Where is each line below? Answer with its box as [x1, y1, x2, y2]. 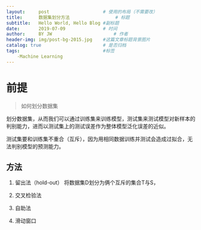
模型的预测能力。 [22, 142, 64, 150]
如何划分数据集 [20, 102, 58, 109]
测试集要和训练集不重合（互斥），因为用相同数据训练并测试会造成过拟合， [6, 135, 188, 142]
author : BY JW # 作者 [6, 31, 128, 37]
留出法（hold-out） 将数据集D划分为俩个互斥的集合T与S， [14, 179, 159, 186]
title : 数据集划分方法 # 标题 [6, 14, 130, 20]
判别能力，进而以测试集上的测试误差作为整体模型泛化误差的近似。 [6, 123, 169, 130]
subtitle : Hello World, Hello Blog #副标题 [6, 20, 119, 26]
